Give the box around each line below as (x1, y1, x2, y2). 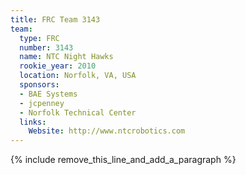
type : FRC (19, 33, 60, 43)
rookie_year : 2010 (19, 61, 97, 71)
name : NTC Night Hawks (19, 52, 114, 62)
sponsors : (19, 80, 60, 90)
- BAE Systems (19, 89, 78, 99)
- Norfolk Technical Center (19, 107, 137, 118)
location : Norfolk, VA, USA (19, 71, 137, 81)
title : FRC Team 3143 (10, 14, 101, 25)
